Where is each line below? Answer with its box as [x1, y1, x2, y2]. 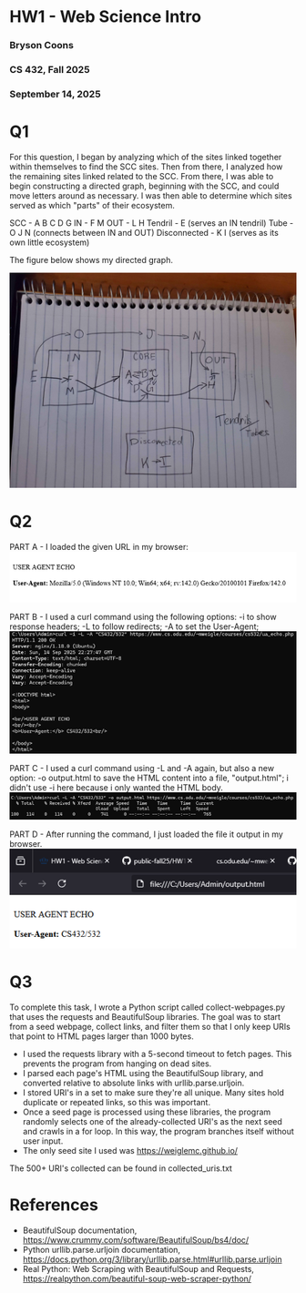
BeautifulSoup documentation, [22, 1225, 138, 1236]
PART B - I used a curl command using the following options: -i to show [9, 612, 277, 623]
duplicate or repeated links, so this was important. [22, 1096, 211, 1107]
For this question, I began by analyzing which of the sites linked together [9, 151, 282, 162]
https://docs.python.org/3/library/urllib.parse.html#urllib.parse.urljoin [22, 1254, 282, 1265]
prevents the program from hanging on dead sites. [22, 1058, 212, 1069]
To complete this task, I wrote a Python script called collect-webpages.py [9, 1002, 285, 1013]
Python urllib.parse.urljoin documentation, [22, 1244, 180, 1255]
